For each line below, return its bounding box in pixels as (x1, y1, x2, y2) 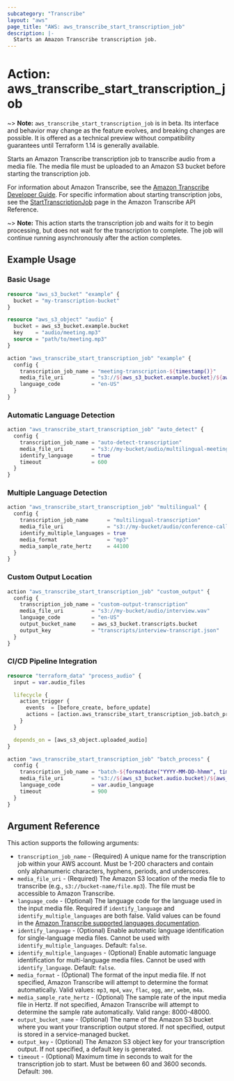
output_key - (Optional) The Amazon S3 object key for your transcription (17, 1038, 225, 1046)
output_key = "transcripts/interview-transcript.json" (19, 627, 219, 634)
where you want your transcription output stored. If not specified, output (17, 1023, 226, 1031)
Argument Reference (7, 820, 100, 832)
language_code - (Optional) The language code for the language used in (17, 897, 222, 905)
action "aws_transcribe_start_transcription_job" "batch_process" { (7, 755, 210, 763)
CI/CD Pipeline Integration (7, 657, 97, 666)
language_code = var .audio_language (19, 782, 155, 789)
